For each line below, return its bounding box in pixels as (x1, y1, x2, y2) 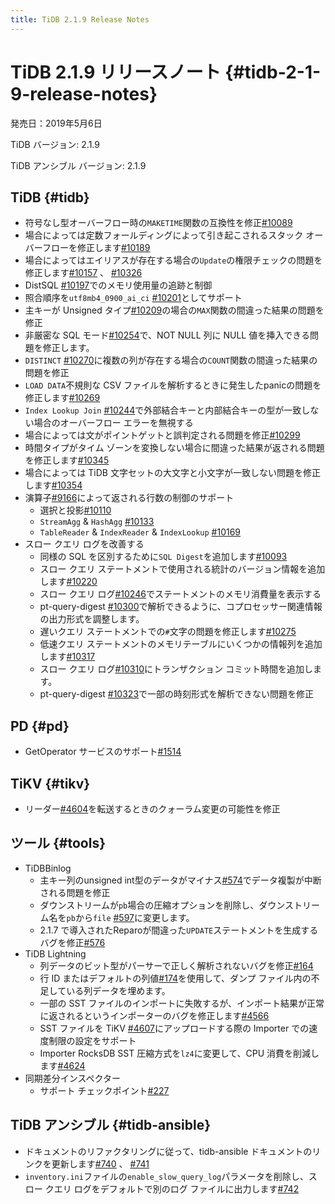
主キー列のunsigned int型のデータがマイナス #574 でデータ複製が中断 (39, 874, 322, 886)
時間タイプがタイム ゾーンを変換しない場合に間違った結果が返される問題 (24, 442, 325, 454)
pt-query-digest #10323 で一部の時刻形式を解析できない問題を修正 (39, 688, 315, 700)
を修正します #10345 (24, 454, 110, 466)
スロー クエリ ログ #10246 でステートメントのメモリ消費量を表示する (39, 588, 322, 600)
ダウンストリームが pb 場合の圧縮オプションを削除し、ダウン (39, 899, 285, 911)
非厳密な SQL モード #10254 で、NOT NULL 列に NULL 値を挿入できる (24, 329, 310, 341)
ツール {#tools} (10, 835, 106, 852)
